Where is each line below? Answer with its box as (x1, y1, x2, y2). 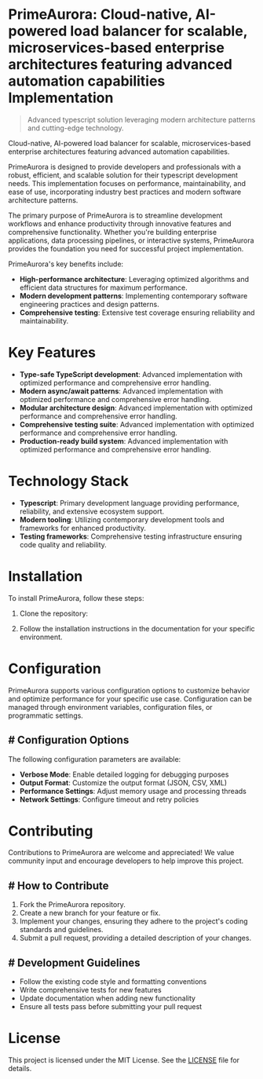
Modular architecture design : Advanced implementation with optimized (19, 403, 253, 412)
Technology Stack (8, 473, 130, 490)
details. (8, 1064, 32, 1073)
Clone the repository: (19, 609, 89, 618)
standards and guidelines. (19, 925, 104, 935)
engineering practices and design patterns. (19, 299, 159, 309)
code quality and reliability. (19, 539, 108, 549)
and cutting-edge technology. (27, 123, 124, 133)
